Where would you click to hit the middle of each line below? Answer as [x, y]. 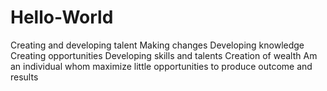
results [24, 77]
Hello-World [62, 17]
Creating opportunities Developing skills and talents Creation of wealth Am [164, 55]
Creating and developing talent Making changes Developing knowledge [157, 45]
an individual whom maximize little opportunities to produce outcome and [161, 66]
